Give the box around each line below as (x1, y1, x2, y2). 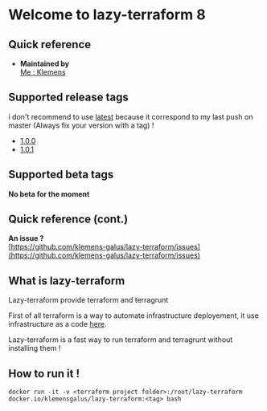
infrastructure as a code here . (8, 319, 107, 329)
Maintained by (19, 59, 70, 68)
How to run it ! (8, 367, 80, 380)
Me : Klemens (19, 67, 66, 77)
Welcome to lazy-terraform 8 (8, 6, 207, 24)
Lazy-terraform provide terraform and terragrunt (8, 295, 169, 305)
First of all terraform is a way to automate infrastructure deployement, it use (8, 311, 259, 320)
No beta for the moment (8, 189, 90, 198)
